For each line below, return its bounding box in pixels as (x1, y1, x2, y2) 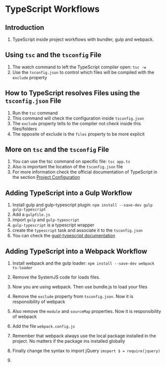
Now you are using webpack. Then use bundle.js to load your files (12, 284, 148, 290)
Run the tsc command (12, 110, 58, 116)
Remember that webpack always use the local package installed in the (12, 333, 156, 339)
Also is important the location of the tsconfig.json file (12, 164, 123, 170)
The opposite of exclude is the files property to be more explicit (12, 131, 145, 137)
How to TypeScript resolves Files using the (5, 89, 140, 97)
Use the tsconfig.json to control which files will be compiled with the (12, 69, 155, 75)
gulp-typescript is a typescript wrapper (12, 222, 95, 228)
